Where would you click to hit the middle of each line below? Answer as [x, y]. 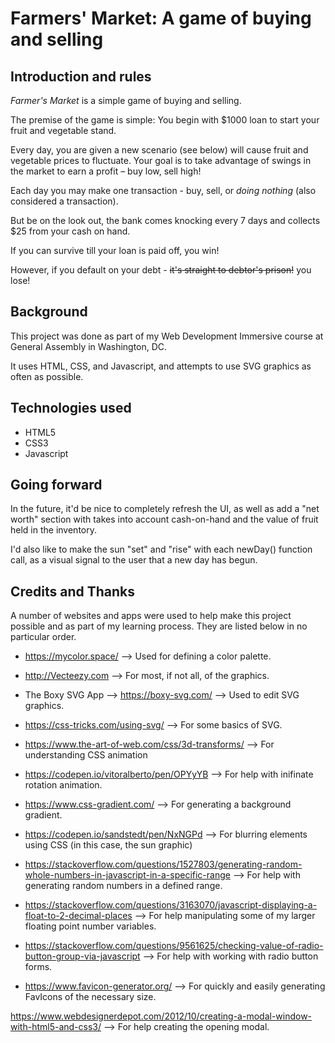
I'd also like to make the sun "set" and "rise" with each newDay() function [161, 549]
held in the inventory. [53, 530]
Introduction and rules [81, 76]
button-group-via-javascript [82, 956]
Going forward [56, 485]
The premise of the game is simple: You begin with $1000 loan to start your [165, 120]
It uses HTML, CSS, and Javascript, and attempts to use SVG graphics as [161, 366]
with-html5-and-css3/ [56, 1027]
